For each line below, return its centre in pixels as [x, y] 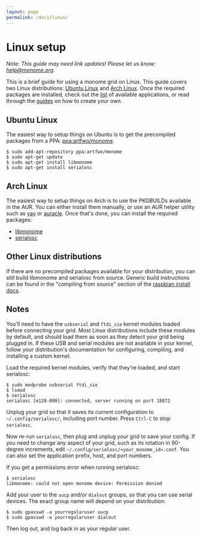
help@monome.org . [31, 70]
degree [15, 449]
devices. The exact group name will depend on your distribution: [86, 501]
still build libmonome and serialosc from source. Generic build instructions [98, 277]
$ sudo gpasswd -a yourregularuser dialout [61, 517]
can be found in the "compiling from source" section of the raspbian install [98, 284]
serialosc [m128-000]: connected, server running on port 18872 [88, 401]
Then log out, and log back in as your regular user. [68, 528]
